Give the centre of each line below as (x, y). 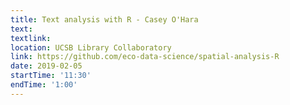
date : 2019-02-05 (46, 66)
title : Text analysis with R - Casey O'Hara (104, 19)
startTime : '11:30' (51, 76)
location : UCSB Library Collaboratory (91, 47)
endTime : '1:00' (44, 85)
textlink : (31, 38)
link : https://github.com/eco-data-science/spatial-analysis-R (145, 57)
